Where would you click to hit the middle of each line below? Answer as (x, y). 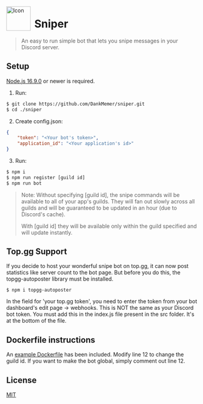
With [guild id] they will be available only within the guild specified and (109, 226)
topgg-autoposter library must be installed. (60, 279)
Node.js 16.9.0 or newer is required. (51, 81)
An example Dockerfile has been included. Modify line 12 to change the (95, 355)
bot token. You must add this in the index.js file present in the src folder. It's (101, 314)
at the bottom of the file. (36, 321)
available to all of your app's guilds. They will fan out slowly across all (108, 201)
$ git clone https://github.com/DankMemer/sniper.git (76, 104)
